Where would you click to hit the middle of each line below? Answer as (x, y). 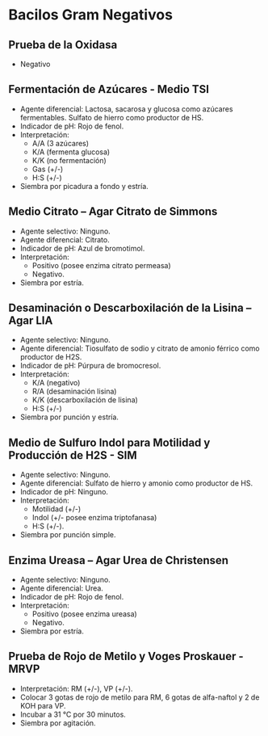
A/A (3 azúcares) (61, 143)
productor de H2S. (51, 357)
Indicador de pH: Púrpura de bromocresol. (90, 366)
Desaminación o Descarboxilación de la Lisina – (130, 308)
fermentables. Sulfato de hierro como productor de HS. (112, 117)
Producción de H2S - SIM (73, 455)
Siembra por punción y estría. (69, 417)
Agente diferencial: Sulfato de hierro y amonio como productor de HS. (136, 483)
